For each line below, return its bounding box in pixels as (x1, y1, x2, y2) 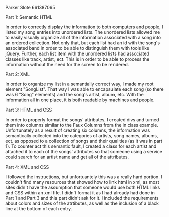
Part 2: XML (5, 71, 30, 77)
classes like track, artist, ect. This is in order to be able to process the (5, 56, 150, 62)
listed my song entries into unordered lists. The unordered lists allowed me (5, 29, 160, 35)
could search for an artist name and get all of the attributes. (5, 154, 129, 160)
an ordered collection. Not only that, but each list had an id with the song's (5, 40, 160, 46)
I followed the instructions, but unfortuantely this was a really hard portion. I (5, 174, 162, 180)
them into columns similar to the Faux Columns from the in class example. (5, 122, 159, 128)
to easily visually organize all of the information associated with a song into (5, 35, 161, 40)
